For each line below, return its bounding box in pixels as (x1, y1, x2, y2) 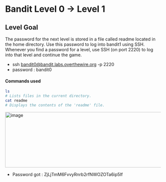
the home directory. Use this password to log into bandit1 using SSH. (5, 41, 145, 47)
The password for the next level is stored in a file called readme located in (5, 36, 156, 42)
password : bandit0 (12, 67, 52, 73)
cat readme (5, 98, 28, 103)
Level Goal (5, 23, 39, 32)
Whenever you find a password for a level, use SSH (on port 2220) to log (5, 47, 154, 52)
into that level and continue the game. (5, 52, 82, 58)
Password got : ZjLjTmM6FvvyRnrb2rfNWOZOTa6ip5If (12, 171, 123, 177)
